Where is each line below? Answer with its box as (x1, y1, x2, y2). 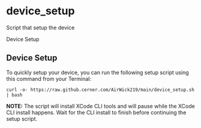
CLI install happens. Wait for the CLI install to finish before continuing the (6, 109, 187, 116)
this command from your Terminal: (6, 75, 92, 82)
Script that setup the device (6, 24, 75, 31)
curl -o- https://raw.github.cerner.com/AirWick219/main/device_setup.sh (6, 87, 195, 93)
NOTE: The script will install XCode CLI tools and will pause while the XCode (6, 102, 195, 109)
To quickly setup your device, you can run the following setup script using (6, 69, 189, 76)
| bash (6, 92, 23, 98)
